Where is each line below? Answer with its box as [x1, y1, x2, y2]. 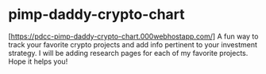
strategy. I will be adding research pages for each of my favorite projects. [8, 48, 249, 57]
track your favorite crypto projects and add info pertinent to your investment [8, 39, 258, 49]
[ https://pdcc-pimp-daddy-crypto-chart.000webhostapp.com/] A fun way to [8, 31, 259, 41]
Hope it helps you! [8, 57, 68, 66]
